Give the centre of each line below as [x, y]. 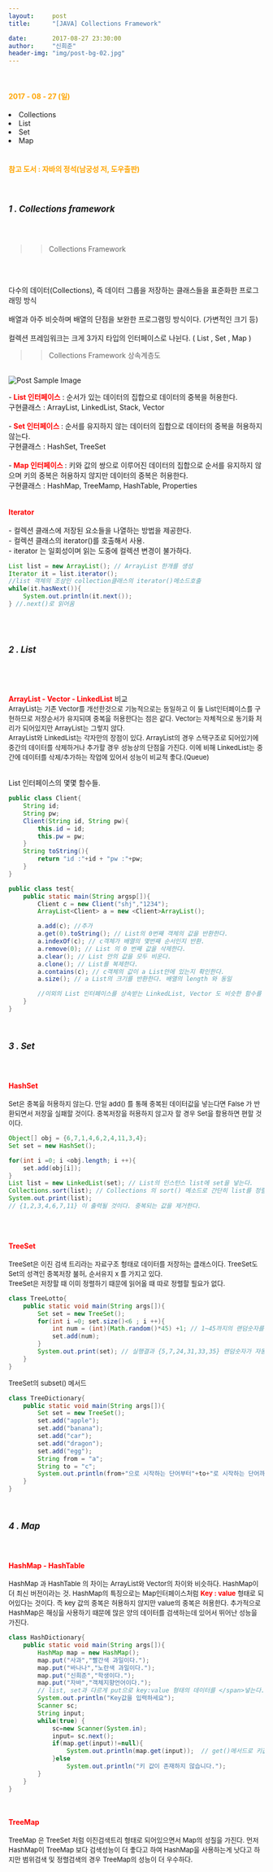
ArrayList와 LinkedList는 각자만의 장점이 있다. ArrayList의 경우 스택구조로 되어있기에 [134, 738]
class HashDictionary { [47, 1637]
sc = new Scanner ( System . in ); [100, 1728]
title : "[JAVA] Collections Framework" [85, 24]
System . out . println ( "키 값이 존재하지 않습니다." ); [146, 1767]
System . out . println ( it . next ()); [78, 596]
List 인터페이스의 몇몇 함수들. [54, 783]
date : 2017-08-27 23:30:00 [65, 38]
